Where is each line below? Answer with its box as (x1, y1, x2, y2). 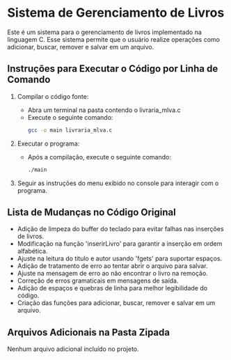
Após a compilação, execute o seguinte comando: (27, 152, 172, 161)
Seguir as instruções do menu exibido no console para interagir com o (17, 179, 219, 187)
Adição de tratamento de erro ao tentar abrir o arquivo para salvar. (17, 262, 208, 270)
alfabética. (17, 247, 48, 256)
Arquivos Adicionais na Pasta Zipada (7, 326, 170, 338)
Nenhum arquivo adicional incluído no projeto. (7, 345, 139, 353)
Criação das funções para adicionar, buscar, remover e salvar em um (17, 299, 216, 307)
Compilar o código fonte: (17, 92, 89, 100)
